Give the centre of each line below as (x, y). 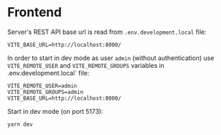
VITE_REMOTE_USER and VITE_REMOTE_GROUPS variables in (86, 65)
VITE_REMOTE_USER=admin (42, 86)
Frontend (35, 12)
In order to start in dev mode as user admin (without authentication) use (111, 58)
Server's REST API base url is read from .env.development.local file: (107, 32)
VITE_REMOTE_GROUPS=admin (45, 92)
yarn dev (20, 124)
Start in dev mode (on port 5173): (55, 111)
